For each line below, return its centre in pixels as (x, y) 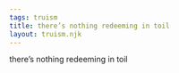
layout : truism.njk (46, 34)
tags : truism (34, 17)
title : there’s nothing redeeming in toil (89, 26)
